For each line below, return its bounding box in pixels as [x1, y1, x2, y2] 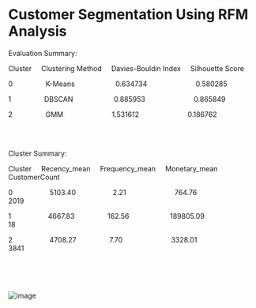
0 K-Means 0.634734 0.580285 [8, 79, 228, 88]
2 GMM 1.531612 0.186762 [8, 109, 217, 119]
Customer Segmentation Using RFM [8, 6, 249, 24]
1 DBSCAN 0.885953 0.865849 [8, 94, 226, 103]
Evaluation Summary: [8, 48, 77, 58]
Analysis [8, 22, 67, 40]
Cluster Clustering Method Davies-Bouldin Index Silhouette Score [8, 63, 245, 73]
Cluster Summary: [8, 148, 67, 158]
